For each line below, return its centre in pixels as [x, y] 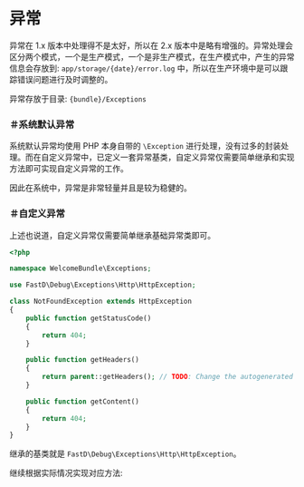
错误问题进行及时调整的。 [65, 79]
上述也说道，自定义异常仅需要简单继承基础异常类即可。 [112, 235]
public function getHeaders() [83, 360]
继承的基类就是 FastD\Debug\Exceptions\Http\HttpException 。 [125, 453]
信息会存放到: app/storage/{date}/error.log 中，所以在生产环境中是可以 [145, 68]
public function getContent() [83, 401]
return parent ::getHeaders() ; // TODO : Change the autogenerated [168, 377]
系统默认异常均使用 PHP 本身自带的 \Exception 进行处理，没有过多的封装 [145, 146]
